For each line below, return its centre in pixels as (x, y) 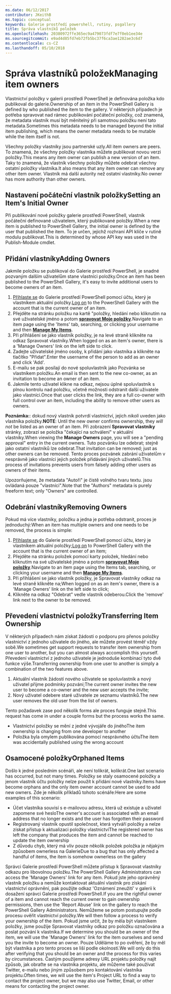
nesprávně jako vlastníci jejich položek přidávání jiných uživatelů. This (78, 459)
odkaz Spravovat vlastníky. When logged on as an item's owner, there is (88, 341)
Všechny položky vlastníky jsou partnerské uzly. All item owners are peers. (83, 146)
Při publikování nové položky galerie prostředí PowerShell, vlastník (75, 215)
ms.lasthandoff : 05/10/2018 (35, 48)
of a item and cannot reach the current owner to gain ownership (72, 899)
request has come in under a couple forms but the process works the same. (85, 716)
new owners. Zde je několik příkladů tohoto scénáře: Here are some (76, 792)
